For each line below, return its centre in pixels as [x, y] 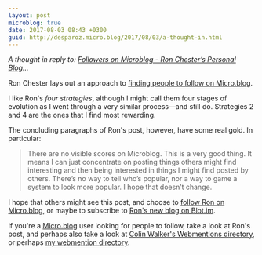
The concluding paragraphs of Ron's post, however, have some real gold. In [131, 130]
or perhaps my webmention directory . [69, 242]
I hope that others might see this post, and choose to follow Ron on [116, 202]
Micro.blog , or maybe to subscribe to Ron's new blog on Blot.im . [112, 211]
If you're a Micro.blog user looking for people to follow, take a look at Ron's [129, 226]
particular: [25, 139]
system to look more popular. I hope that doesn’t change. [120, 187]
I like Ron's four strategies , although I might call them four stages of [118, 98]
